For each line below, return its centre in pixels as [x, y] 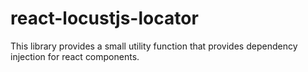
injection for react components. [75, 56]
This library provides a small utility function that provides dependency [154, 46]
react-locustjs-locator [104, 18]
